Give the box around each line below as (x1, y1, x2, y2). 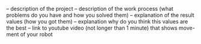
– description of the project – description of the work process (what (6, 5, 173, 12)
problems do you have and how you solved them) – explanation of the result (6, 11, 194, 19)
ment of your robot (6, 31, 53, 38)
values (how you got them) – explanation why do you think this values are (6, 18, 188, 25)
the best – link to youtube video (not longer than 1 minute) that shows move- (6, 24, 196, 31)
